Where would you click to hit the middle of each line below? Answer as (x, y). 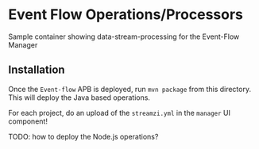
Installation (37, 70)
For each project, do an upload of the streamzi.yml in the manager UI (120, 113)
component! (28, 121)
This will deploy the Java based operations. (79, 97)
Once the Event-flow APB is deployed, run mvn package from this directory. (130, 89)
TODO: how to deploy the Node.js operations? (83, 136)
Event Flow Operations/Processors (126, 15)
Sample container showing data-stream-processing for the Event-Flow (124, 36)
